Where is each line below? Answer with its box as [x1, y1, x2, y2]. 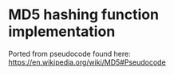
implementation [8, 22, 116, 41]
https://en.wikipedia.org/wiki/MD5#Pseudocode [8, 57, 166, 67]
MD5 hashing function [8, 6, 160, 24]
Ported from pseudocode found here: [8, 49, 132, 58]
